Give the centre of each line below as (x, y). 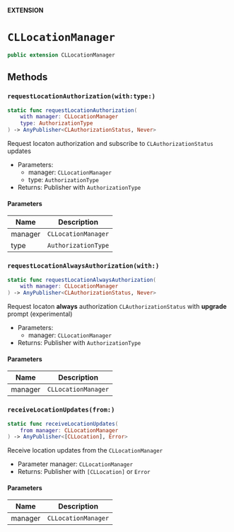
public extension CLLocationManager (61, 55)
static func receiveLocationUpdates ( (63, 424)
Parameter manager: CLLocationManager (75, 464)
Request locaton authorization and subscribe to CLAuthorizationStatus (110, 143)
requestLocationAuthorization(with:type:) (81, 96)
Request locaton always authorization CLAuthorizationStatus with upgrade (117, 307)
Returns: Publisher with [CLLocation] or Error (84, 472)
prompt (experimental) (40, 314)
